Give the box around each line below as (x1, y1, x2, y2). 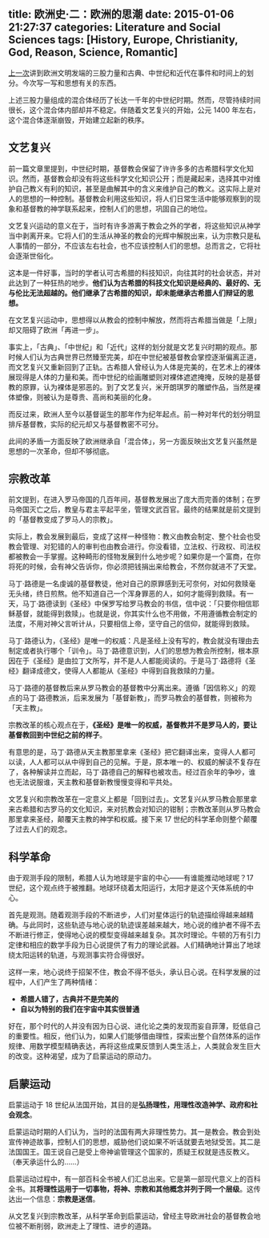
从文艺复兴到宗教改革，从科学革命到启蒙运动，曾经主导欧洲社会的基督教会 (8, 1212, 254, 1221)
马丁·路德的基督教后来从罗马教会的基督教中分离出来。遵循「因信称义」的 (8, 683, 250, 693)
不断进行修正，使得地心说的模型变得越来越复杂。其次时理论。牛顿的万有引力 (8, 930, 261, 940)
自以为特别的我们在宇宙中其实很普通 (19, 1005, 140, 1014)
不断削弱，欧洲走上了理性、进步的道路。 (22, 1221, 156, 1231)
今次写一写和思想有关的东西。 (22, 78, 121, 87)
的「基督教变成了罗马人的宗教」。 (8, 515, 118, 524)
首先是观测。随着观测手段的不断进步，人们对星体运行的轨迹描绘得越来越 (8, 910, 247, 920)
